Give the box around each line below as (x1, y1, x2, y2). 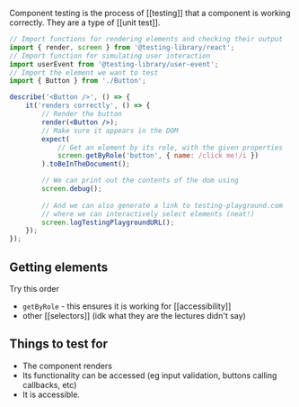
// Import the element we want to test (9, 68, 159, 77)
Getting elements (9, 259, 109, 275)
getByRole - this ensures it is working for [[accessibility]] (22, 301, 232, 312)
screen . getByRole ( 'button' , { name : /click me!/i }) (57, 151, 259, 160)
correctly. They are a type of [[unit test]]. (9, 17, 161, 28)
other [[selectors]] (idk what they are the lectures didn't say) (22, 310, 247, 321)
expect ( (41, 134, 70, 143)
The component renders (22, 360, 112, 371)
